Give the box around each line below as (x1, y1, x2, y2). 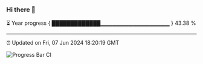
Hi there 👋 (6, 5, 36, 14)
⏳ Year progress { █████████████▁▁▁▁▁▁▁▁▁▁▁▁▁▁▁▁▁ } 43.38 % (6, 19, 196, 27)
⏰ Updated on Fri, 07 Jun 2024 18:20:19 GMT (6, 39, 120, 46)
